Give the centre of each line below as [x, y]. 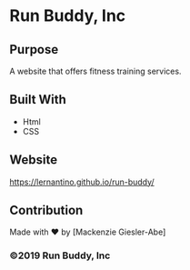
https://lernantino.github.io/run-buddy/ [82, 182]
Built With [38, 100]
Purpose [34, 50]
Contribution [46, 210]
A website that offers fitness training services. [95, 71]
